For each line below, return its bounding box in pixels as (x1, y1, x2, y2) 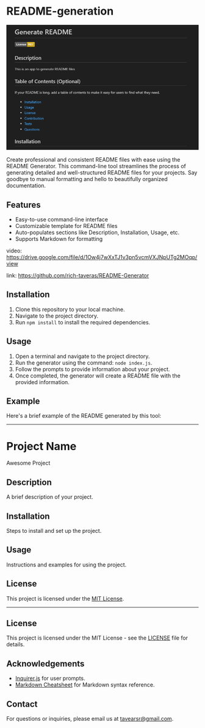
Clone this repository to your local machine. (15, 305, 125, 313)
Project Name (6, 439, 77, 453)
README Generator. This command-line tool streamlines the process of (6, 163, 186, 170)
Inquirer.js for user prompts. (15, 675, 85, 682)
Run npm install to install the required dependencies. (15, 318, 151, 326)
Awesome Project (6, 459, 51, 467)
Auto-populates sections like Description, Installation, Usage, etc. (15, 229, 180, 236)
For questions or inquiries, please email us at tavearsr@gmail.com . (6, 715, 174, 723)
